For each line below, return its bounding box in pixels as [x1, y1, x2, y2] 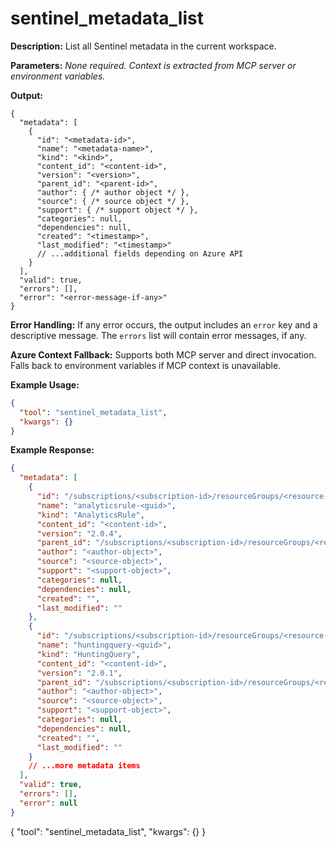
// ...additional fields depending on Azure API [36, 248, 244, 259]
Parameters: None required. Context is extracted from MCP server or [10, 59, 297, 71]
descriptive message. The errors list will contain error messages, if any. [10, 329, 307, 341]
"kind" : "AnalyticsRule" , [36, 510, 145, 520]
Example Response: [10, 444, 95, 456]
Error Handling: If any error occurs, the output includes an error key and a [10, 318, 318, 331]
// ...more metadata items [28, 761, 141, 771]
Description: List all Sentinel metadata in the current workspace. [10, 40, 277, 52]
